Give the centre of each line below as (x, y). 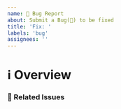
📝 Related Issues (36, 97)
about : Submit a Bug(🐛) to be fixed (60, 20)
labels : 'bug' (28, 33)
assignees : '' (28, 40)
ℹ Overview (40, 75)
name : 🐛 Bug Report (36, 14)
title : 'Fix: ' (29, 26)
